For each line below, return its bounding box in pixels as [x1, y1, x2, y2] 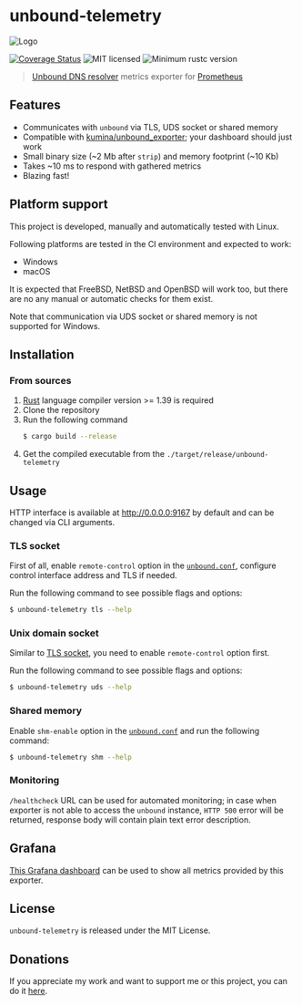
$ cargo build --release [22, 432, 117, 441]
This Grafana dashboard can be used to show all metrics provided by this [9, 865, 285, 875]
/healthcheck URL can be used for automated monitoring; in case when [9, 794, 277, 805]
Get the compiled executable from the [22, 449, 166, 460]
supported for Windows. [9, 320, 101, 331]
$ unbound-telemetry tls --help [9, 606, 132, 615]
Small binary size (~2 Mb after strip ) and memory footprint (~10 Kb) [22, 150, 279, 161]
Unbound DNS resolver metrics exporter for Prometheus [31, 70, 244, 82]
